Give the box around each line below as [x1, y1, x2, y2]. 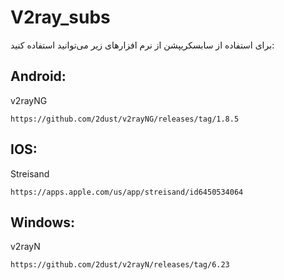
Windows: [10, 214, 76, 231]
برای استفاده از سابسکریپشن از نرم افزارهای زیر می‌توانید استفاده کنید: [10, 39, 275, 51]
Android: [10, 68, 67, 85]
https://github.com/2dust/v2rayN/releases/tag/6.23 [10, 260, 230, 270]
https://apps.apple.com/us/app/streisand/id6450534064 [10, 187, 244, 197]
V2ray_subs [10, 6, 111, 29]
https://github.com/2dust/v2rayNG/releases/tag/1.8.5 [10, 114, 240, 124]
